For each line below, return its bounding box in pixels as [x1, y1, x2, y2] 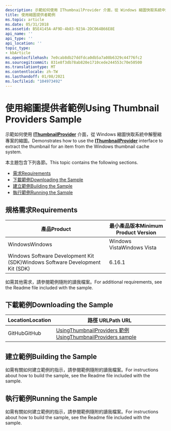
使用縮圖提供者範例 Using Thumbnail [5, 102, 159, 114]
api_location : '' [5, 41, 42, 46]
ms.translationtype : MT [5, 64, 56, 70]
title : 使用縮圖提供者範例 [5, 12, 56, 17]
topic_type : [5, 46, 31, 51]
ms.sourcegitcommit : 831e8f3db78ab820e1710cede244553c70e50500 [5, 60, 142, 65]
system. [5, 149, 22, 155]
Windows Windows [8, 241, 52, 248]
